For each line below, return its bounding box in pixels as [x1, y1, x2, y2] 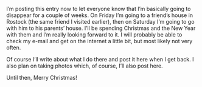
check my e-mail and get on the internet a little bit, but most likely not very [6, 38, 193, 44]
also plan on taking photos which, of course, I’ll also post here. [6, 62, 163, 69]
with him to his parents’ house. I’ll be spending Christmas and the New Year [6, 24, 196, 32]
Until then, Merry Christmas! [6, 74, 77, 81]
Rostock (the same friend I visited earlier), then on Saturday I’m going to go [6, 18, 195, 25]
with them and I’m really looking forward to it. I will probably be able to [6, 31, 183, 38]
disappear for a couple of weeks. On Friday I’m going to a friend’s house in [6, 12, 193, 19]
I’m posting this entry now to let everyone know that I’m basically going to [6, 5, 191, 12]
